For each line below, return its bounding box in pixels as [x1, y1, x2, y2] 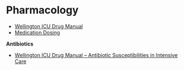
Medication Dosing [14, 29, 60, 36]
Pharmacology [6, 3, 79, 17]
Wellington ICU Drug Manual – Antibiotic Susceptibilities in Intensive [14, 51, 178, 58]
